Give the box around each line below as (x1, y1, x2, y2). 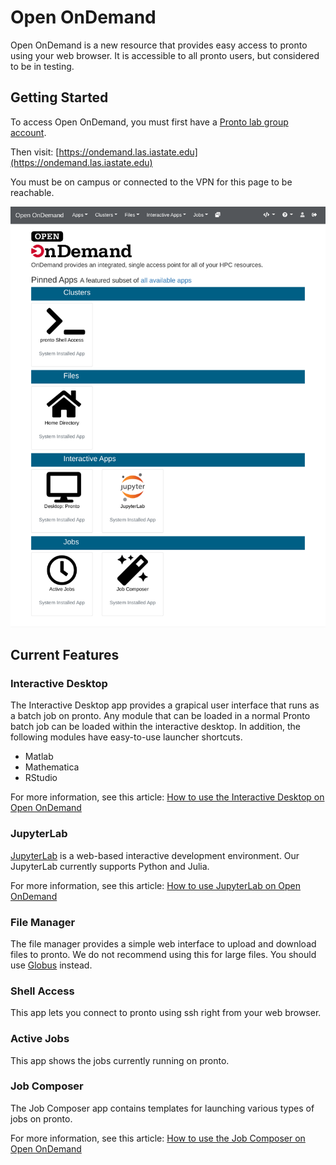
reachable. (10, 186, 55, 198)
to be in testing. (10, 60, 75, 72)
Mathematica (24, 761, 80, 773)
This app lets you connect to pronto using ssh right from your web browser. (10, 1007, 322, 1019)
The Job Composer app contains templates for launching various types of (10, 1102, 315, 1114)
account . (10, 126, 47, 138)
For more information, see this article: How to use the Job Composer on (10, 1132, 306, 1144)
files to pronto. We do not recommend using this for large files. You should (10, 948, 317, 960)
